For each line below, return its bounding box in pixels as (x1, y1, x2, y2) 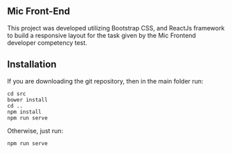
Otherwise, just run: (7, 126, 64, 135)
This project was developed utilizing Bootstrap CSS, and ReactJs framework (7, 23, 225, 32)
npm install (7, 108, 42, 115)
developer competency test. (7, 38, 88, 47)
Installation (7, 59, 57, 70)
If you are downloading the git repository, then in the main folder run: (7, 77, 204, 85)
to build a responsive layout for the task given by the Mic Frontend (7, 31, 196, 39)
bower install (7, 96, 48, 103)
